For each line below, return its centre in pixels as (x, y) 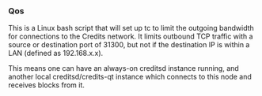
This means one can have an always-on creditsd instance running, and (123, 68)
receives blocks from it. (47, 85)
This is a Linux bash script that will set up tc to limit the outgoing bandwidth (131, 28)
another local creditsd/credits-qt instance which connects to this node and (130, 77)
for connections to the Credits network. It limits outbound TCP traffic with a (131, 36)
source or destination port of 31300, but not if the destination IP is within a (129, 45)
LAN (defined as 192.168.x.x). (56, 54)
